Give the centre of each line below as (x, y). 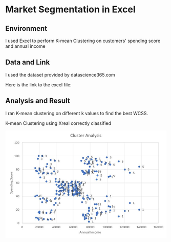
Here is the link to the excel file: (38, 85)
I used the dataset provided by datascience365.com (60, 75)
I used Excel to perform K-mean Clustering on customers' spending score (83, 41)
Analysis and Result (38, 101)
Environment (26, 29)
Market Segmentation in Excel (70, 10)
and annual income (25, 46)
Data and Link (28, 62)
